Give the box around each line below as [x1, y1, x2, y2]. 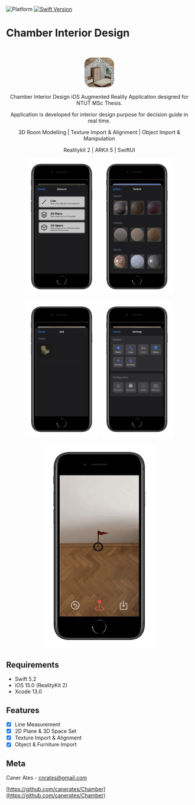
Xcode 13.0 [14, 688, 43, 695]
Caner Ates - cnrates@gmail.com [6, 774, 87, 781]
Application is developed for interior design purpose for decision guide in [10, 111, 188, 118]
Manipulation [83, 135, 115, 142]
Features [6, 705, 40, 715]
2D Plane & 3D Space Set [14, 728, 77, 735]
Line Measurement [14, 721, 61, 728]
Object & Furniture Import [14, 741, 77, 748]
